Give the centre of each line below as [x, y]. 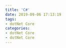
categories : [17, 28]
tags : [11, 19]
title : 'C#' [17, 10]
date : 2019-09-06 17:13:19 [33, 14]
